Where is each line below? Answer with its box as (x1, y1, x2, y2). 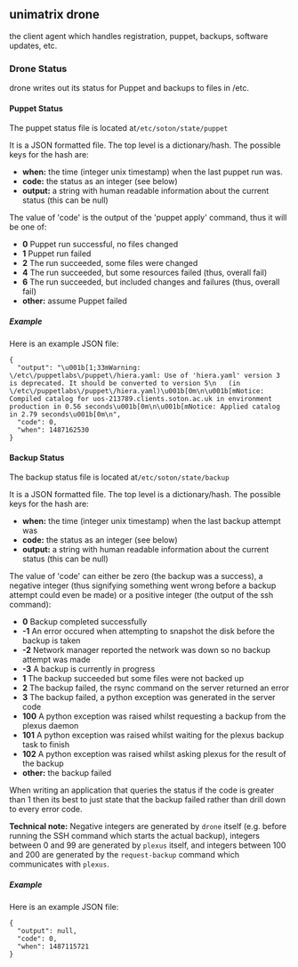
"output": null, (17, 927, 77, 936)
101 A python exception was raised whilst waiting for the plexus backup (21, 729, 285, 741)
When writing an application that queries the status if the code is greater (9, 785, 275, 795)
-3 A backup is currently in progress (21, 664, 156, 674)
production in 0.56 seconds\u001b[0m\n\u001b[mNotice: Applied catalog (9, 402, 280, 412)
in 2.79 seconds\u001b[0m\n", (9, 410, 122, 419)
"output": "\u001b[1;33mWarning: (17, 364, 141, 373)
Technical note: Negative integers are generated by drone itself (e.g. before (9, 821, 287, 832)
